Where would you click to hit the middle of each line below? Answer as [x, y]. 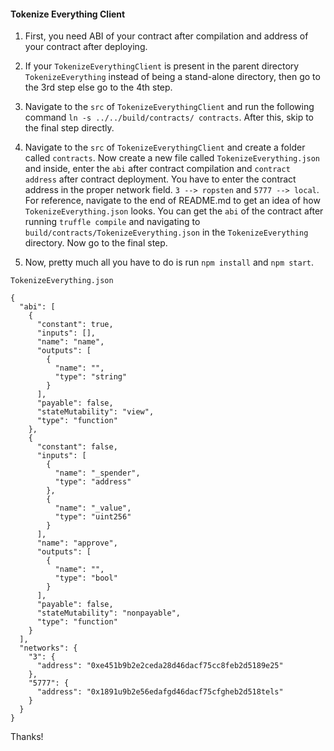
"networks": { [48, 648]
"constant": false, [77, 447]
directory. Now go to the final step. [96, 243]
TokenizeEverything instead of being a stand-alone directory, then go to [172, 77]
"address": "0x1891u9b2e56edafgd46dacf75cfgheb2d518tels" [160, 692]
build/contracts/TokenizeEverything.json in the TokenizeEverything [166, 232]
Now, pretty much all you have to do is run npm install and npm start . [169, 262]
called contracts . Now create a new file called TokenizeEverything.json [172, 158]
